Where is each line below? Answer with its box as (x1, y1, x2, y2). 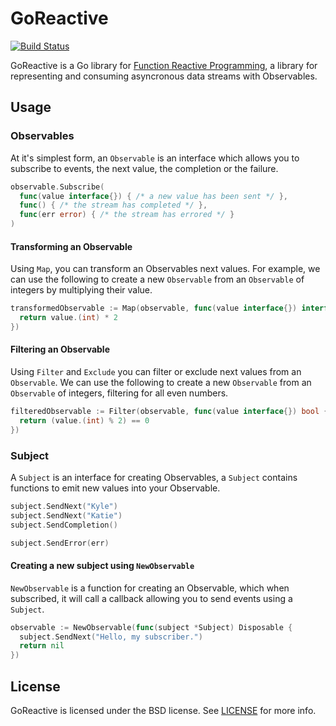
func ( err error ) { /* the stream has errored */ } (19, 210, 235, 220)
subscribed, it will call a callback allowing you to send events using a (10, 592, 293, 604)
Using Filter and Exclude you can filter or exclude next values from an (10, 366, 302, 378)
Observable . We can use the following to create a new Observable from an (10, 377, 312, 389)
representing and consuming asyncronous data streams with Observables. (10, 70, 318, 82)
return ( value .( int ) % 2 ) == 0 (19, 415, 150, 426)
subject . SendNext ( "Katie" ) (10, 510, 123, 521)
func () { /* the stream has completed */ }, (19, 200, 208, 211)
